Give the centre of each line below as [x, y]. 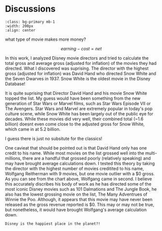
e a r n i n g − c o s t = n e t [81, 48]
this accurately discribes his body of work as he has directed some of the [78, 184]
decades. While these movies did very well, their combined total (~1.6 [74, 119]
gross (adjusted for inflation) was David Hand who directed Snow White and [81, 73]
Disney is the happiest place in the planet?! [53, 224]
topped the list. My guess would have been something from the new [73, 98]
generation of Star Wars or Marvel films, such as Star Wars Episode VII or [78, 103]
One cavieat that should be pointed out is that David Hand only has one [76, 148]
